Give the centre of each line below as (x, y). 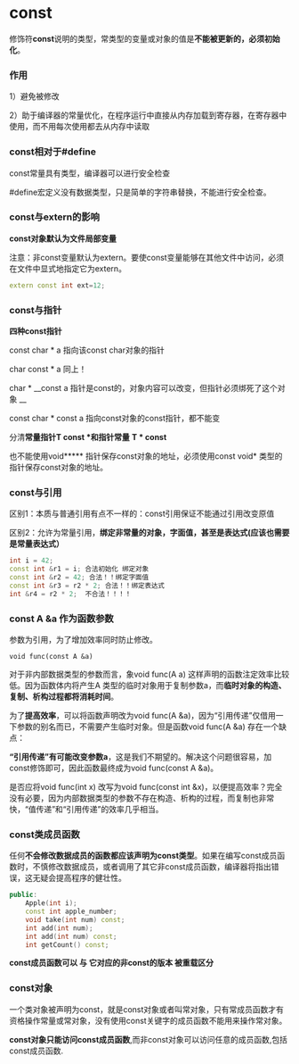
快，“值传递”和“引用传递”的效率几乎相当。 (86, 809)
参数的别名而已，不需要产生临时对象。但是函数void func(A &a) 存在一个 (148, 727)
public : (24, 895)
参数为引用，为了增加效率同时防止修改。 (83, 639)
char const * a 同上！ (48, 369)
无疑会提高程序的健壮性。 (79, 878)
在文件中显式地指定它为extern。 (68, 268)
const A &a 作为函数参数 (61, 619)
